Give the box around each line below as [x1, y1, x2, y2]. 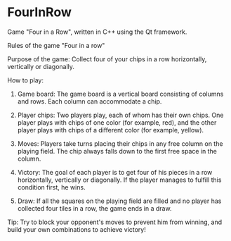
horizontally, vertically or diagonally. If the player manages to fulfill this [17, 175, 222, 184]
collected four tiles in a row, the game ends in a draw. [17, 204, 172, 212]
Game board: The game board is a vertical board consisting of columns [17, 89, 224, 98]
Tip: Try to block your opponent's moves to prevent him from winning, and [7, 218, 223, 226]
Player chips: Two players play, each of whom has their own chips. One [17, 111, 224, 119]
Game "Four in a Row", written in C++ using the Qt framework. [7, 27, 187, 36]
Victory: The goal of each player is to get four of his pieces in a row [17, 168, 213, 176]
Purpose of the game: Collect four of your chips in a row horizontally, [7, 54, 207, 63]
